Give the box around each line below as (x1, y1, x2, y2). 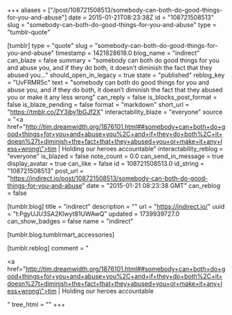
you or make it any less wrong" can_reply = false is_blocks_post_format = (7, 93, 217, 101)
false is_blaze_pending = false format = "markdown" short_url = (7, 101, 190, 108)
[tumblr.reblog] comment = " (7, 244, 89, 252)
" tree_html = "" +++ (7, 300, 66, 308)
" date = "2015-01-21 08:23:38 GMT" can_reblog (82, 182, 221, 189)
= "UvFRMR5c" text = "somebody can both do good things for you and (7, 78, 210, 86)
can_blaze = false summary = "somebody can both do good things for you (7, 56, 220, 65)
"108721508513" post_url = (7, 167, 84, 175)
